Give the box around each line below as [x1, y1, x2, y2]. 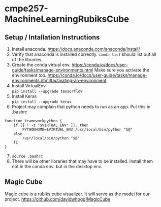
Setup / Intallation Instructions [4, 33, 100, 41]
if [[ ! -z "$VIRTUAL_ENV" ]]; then [13, 123, 89, 128]
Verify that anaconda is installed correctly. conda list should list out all [11, 51, 156, 57]
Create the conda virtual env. [11, 62, 71, 68]
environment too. [11, 72, 47, 78]
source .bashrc [11, 154, 43, 159]
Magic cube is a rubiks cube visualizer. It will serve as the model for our [4, 191, 150, 197]
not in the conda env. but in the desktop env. [11, 164, 102, 169]
